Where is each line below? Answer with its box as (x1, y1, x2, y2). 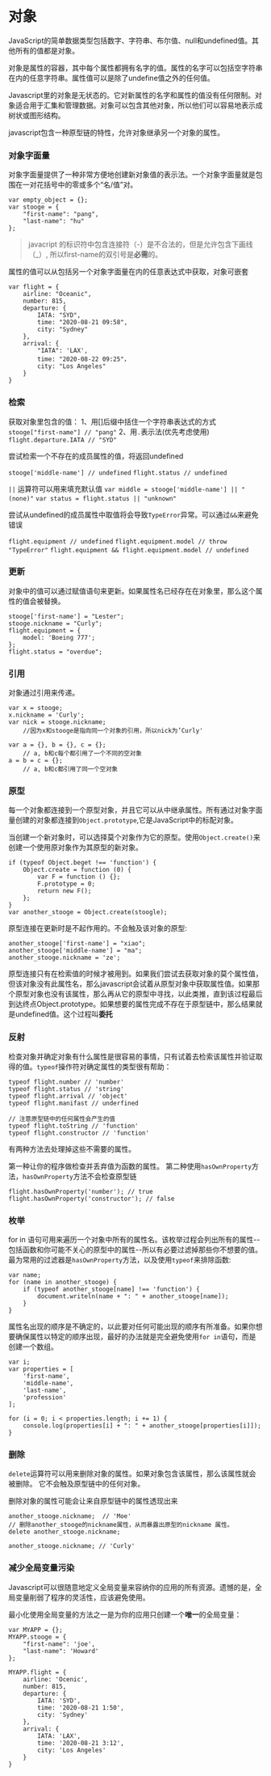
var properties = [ (8, 1365, 74, 1373)
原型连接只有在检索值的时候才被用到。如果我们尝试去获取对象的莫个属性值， (8, 969, 263, 979)
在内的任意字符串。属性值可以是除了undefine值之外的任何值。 (8, 73, 215, 82)
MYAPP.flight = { (8, 1668, 67, 1677)
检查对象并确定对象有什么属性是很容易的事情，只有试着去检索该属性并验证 (8, 1051, 256, 1061)
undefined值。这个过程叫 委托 (15, 1009, 113, 1019)
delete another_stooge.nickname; (8, 1528, 121, 1537)
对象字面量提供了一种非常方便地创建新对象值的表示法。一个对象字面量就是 (8, 170, 256, 180)
